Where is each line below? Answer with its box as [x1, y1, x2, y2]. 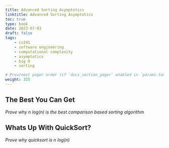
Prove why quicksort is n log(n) [5, 136, 70, 143]
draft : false [5, 31, 33, 36]
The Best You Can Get [5, 96, 75, 104]
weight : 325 [5, 77, 30, 82]
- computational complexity [14, 49, 73, 54]
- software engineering [14, 45, 64, 50]
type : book [5, 21, 28, 27]
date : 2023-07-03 [5, 26, 42, 31]
